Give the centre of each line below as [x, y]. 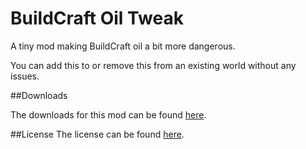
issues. [25, 76]
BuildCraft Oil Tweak [97, 18]
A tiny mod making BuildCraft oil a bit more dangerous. [123, 46]
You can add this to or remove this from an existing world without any [153, 65]
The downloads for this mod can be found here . [108, 114]
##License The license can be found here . [97, 134]
